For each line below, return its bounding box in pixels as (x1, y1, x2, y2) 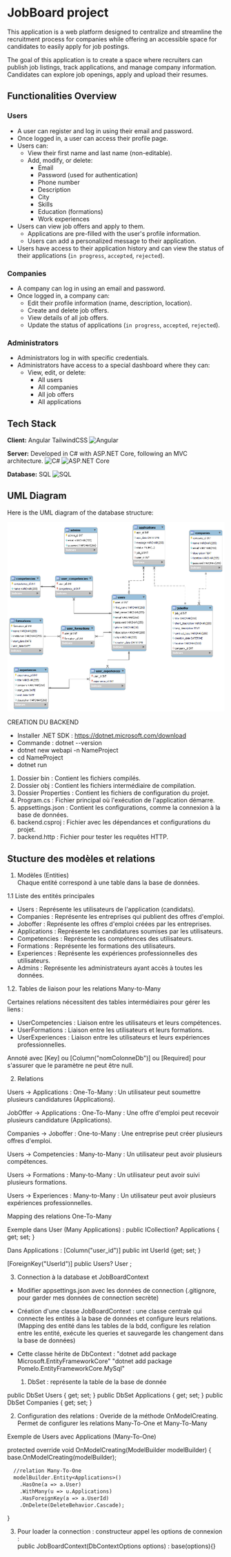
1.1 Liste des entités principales (7, 892, 95, 900)
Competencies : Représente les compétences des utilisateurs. (17, 935, 193, 943)
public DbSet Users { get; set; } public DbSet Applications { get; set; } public (7, 1391, 223, 1400)
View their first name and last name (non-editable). (27, 148, 172, 157)
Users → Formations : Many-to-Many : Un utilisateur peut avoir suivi (7, 1171, 200, 1179)
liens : (7, 1005, 24, 1013)
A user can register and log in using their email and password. (17, 126, 194, 135)
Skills (37, 200, 53, 208)
